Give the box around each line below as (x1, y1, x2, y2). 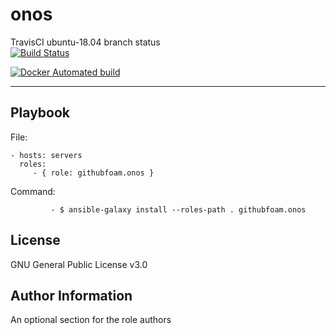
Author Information (10, 287, 133, 304)
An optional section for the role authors (10, 314, 172, 326)
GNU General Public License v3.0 (10, 258, 148, 270)
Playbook (10, 104, 71, 122)
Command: (10, 185, 56, 197)
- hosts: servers (10, 150, 83, 160)
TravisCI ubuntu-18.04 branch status (10, 36, 161, 48)
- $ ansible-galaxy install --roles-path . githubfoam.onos (50, 204, 307, 215)
